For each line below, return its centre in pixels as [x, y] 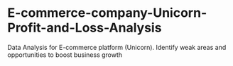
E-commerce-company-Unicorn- [107, 13]
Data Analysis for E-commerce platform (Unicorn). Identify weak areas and [117, 47]
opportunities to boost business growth [65, 55]
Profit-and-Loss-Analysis [85, 28]
